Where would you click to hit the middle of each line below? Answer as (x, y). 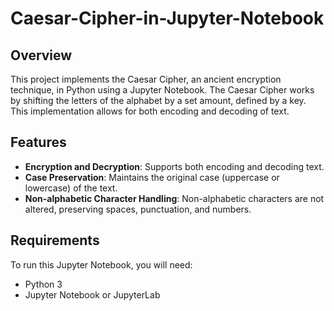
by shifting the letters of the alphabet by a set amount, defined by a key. (158, 100)
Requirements (55, 240)
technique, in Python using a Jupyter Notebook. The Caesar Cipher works (162, 90)
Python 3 (43, 284)
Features (38, 142)
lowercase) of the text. (71, 188)
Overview (41, 55)
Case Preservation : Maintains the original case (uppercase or (152, 177)
